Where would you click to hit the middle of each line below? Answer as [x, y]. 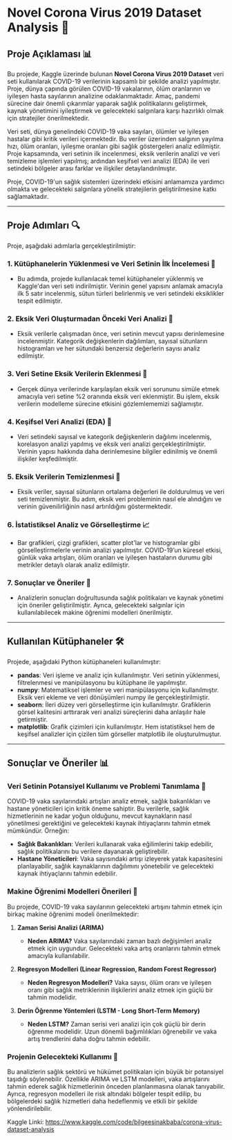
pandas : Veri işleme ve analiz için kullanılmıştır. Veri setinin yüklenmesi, [119, 675]
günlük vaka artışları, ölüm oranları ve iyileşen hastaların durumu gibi [115, 557]
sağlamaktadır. [28, 196]
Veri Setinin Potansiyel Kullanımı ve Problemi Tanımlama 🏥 [107, 786]
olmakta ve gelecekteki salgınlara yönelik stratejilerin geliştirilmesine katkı [112, 189]
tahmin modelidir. [52, 997]
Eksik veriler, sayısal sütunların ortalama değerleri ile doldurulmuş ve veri [120, 492]
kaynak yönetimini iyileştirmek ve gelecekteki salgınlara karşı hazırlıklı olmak [116, 111]
